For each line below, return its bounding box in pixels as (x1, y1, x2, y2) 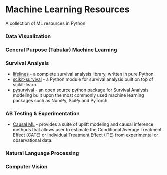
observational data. (12, 137, 53, 143)
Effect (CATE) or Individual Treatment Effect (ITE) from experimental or (12, 132, 159, 138)
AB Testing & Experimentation (5, 110, 80, 117)
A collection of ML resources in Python (5, 20, 86, 26)
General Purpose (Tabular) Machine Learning (5, 46, 117, 53)
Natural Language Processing (5, 150, 79, 157)
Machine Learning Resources (5, 4, 130, 15)
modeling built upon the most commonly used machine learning (12, 92, 144, 98)
